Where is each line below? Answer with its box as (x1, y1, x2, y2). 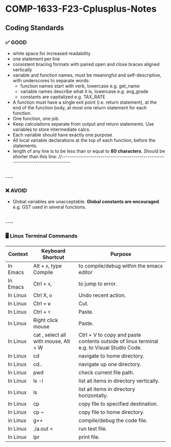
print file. (78, 434, 100, 441)
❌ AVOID (5, 187, 27, 194)
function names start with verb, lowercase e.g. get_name (20, 83, 140, 89)
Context (8, 251, 28, 258)
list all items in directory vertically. (78, 378, 160, 385)
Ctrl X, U (33, 292, 52, 299)
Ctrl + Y (33, 309, 51, 316)
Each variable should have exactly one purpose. (12, 131, 113, 138)
